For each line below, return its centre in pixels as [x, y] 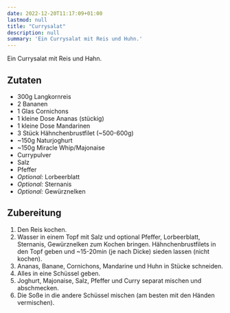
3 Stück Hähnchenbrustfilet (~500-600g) [75, 133]
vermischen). [36, 302]
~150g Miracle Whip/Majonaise [61, 148]
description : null [33, 33]
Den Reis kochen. [42, 229]
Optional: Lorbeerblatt [48, 176]
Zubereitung [34, 213]
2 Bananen [32, 104]
